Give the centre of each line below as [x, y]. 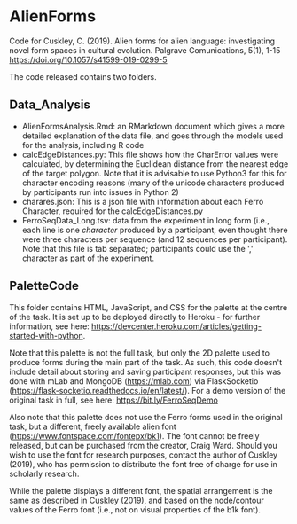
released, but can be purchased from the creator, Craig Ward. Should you [143, 445]
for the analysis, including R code [83, 145]
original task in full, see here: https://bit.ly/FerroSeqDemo [114, 400]
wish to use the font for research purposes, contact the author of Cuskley [143, 455]
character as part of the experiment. [88, 258]
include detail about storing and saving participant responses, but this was [145, 371]
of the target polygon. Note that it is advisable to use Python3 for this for [154, 173]
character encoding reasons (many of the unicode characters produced [153, 183]
